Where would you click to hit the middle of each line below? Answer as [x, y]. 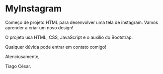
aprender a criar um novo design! [39, 27]
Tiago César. [18, 66]
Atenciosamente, [22, 56]
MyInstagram [34, 9]
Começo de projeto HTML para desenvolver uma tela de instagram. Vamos [81, 22]
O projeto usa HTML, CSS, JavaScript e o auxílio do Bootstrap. [69, 37]
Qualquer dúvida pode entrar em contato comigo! [56, 47]
